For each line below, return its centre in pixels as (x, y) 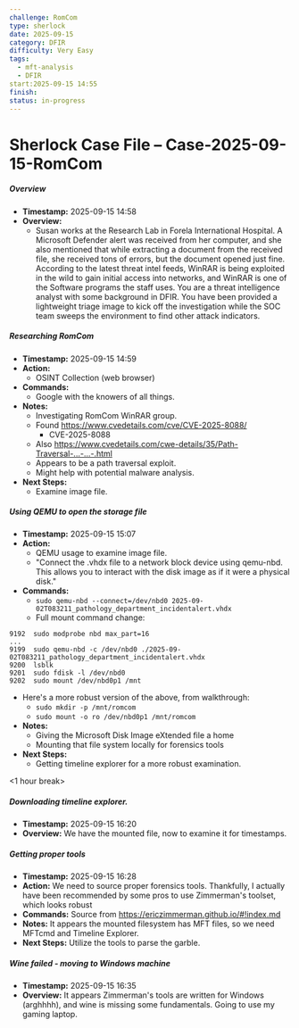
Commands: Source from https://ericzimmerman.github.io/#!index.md (151, 915)
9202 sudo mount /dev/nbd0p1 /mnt (75, 681)
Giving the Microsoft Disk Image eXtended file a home (135, 735)
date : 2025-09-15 (42, 34)
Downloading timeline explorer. (69, 802)
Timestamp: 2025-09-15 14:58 (79, 211)
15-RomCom (56, 164)
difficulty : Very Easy (51, 51)
